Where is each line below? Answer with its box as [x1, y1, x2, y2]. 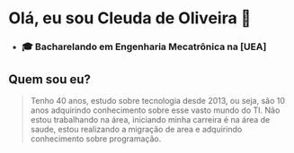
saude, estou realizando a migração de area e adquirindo [30, 123, 243, 134]
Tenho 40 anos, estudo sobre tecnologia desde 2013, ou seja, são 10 [30, 95, 285, 106]
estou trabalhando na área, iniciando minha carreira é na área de [30, 114, 271, 124]
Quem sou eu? [8, 72, 92, 87]
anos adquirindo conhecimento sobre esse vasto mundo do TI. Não [30, 105, 281, 115]
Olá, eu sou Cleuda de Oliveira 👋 [8, 8, 252, 29]
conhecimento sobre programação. [30, 133, 162, 144]
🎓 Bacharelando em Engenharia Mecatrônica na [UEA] [21, 40, 267, 53]
